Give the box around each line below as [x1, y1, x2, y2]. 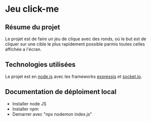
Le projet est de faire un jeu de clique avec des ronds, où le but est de [5, 36, 147, 42]
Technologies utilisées [5, 60, 76, 69]
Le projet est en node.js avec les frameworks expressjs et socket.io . [5, 73, 142, 79]
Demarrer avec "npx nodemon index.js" [12, 111, 92, 117]
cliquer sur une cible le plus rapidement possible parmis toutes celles [5, 41, 145, 47]
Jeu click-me [5, 3, 59, 15]
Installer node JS [12, 100, 47, 106]
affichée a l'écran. [5, 47, 42, 52]
